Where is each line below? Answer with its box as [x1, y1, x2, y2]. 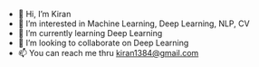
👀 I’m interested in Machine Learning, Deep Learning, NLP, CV [17, 18, 251, 29]
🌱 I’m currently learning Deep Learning [17, 28, 163, 38]
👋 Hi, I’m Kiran [17, 9, 72, 19]
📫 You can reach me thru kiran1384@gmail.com [17, 48, 199, 58]
